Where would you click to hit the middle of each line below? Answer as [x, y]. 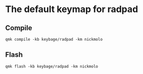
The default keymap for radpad [72, 9]
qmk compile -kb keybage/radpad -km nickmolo [54, 39]
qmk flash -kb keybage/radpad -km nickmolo [52, 66]
